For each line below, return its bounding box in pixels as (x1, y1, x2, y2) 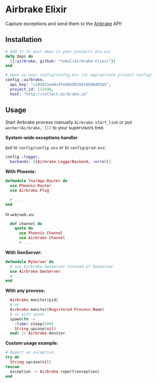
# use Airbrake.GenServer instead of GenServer (10, 264, 114, 269)
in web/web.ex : (5, 211, 35, 217)
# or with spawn (10, 311, 45, 317)
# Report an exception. (5, 350, 56, 355)
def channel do (10, 221, 43, 226)
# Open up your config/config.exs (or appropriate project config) (5, 73, 153, 78)
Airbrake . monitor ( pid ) (10, 297, 58, 303)
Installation (5, 35, 42, 44)
